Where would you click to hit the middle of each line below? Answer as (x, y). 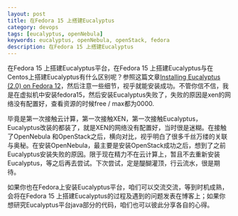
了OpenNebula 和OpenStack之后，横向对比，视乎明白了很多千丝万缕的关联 (118, 136)
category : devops (33, 27)
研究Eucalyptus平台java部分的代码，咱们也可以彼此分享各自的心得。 (113, 205)
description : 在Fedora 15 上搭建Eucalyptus (70, 47)
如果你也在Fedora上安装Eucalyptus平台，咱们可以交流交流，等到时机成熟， (118, 187)
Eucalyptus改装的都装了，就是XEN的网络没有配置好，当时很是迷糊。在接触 (117, 128)
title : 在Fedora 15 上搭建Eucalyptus (61, 21)
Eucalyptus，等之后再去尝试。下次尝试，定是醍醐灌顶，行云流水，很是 (111, 163)
